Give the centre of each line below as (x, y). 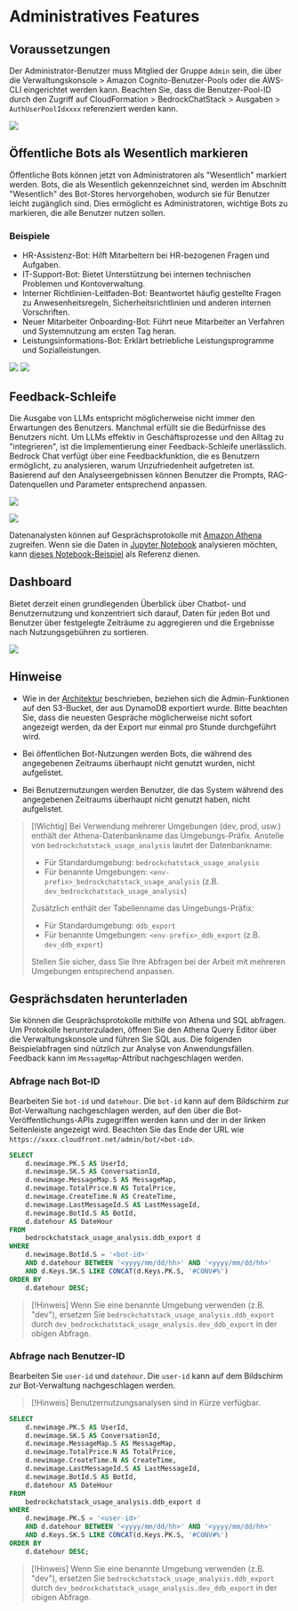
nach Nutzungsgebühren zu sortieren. (79, 632)
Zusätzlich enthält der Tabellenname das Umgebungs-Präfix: (143, 908)
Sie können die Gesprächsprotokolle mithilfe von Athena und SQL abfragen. (148, 1020)
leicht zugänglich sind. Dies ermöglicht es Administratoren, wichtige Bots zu (149, 203)
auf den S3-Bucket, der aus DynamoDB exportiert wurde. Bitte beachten (155, 707)
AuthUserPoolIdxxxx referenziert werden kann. (94, 108)
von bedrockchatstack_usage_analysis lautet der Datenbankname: (152, 845)
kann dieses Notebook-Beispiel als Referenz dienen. (105, 554)
